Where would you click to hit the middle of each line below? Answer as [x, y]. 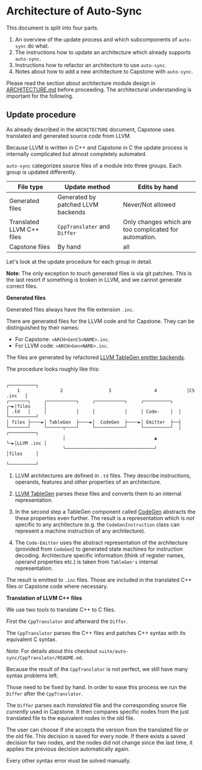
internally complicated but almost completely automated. [77, 154]
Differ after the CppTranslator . [44, 693]
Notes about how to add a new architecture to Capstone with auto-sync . [104, 71]
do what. [38, 46]
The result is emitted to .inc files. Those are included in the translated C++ [99, 580]
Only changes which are [157, 222]
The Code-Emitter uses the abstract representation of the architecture [101, 542]
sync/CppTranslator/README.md [44, 658]
